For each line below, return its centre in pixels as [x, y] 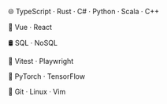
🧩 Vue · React [30, 27]
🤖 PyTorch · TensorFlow [46, 76]
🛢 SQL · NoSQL [33, 43]
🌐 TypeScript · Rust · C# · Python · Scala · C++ [84, 11]
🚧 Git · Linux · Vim [37, 91]
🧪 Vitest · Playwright [41, 61]
